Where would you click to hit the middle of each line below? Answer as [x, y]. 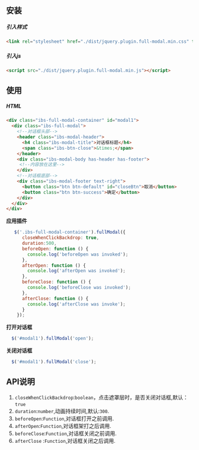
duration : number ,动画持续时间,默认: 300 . [62, 411]
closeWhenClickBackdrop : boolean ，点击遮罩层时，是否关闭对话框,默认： [101, 397]
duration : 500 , [39, 243]
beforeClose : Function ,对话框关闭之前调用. [65, 433]
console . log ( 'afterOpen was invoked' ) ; [77, 271]
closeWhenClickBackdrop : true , [60, 238]
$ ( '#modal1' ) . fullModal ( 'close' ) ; [54, 362]
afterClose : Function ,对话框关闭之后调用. [65, 440]
